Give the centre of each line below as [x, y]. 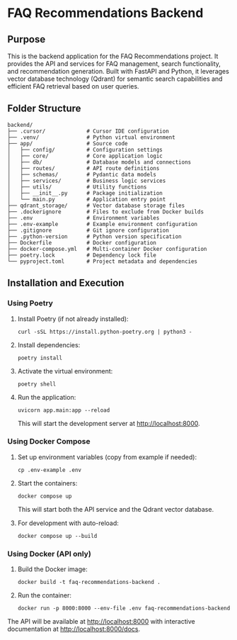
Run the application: [47, 397]
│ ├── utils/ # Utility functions [77, 187]
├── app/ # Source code [68, 143]
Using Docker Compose [49, 442]
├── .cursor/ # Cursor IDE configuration [88, 131]
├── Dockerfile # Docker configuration [82, 242]
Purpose [27, 39]
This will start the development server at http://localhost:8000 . [109, 423]
